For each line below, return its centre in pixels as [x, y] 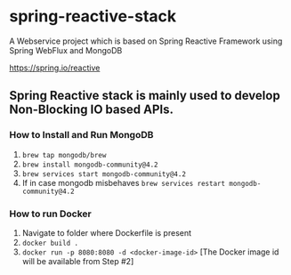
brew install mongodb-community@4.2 [90, 165]
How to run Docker [50, 214]
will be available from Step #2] [78, 261]
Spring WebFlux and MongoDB [66, 50]
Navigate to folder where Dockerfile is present [107, 232]
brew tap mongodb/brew [64, 155]
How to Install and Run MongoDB [81, 135]
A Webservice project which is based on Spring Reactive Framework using [146, 41]
